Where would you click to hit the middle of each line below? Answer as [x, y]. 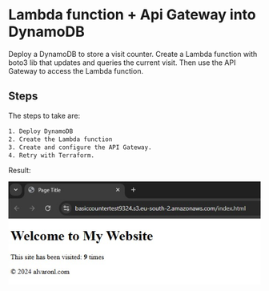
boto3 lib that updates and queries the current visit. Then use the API [122, 63]
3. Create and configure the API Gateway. [80, 147]
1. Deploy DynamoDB [41, 131]
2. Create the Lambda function [60, 139]
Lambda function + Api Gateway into [132, 15]
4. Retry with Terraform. [51, 155]
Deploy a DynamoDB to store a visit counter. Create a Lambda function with [133, 54]
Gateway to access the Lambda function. [76, 71]
